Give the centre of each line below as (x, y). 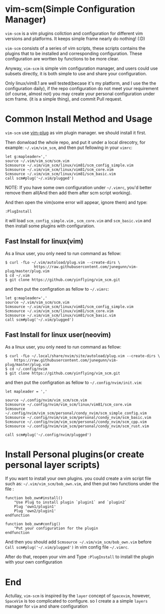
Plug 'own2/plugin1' (35, 511)
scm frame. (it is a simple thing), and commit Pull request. (64, 99)
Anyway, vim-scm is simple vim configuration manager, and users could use (82, 68)
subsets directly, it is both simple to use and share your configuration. (76, 73)
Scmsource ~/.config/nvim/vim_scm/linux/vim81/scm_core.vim (68, 405)
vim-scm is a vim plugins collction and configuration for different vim (74, 33)
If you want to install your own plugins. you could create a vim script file (78, 478)
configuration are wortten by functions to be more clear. (62, 58)
